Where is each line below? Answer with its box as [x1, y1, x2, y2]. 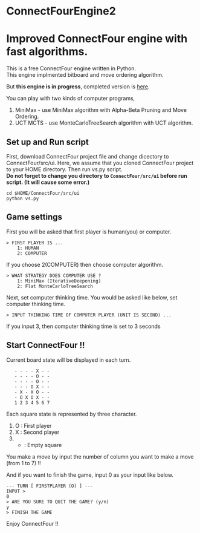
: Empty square [24, 441, 62, 448]
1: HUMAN [17, 245, 39, 251]
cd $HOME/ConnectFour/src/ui [6, 190, 80, 196]
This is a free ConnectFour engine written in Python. [6, 65, 137, 72]
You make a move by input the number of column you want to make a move [6, 453, 195, 460]
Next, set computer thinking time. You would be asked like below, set [6, 293, 178, 301]
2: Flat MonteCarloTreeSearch [17, 283, 94, 289]
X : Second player [15, 428, 60, 436]
